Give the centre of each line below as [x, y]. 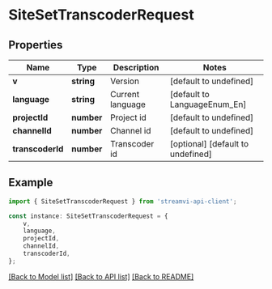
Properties [36, 45]
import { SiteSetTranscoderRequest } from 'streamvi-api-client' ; [123, 201]
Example [31, 183]
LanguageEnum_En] [208, 104]
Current [125, 94]
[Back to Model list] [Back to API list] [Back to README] [101, 276]
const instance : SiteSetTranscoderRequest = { [88, 216]
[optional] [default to [209, 144]
